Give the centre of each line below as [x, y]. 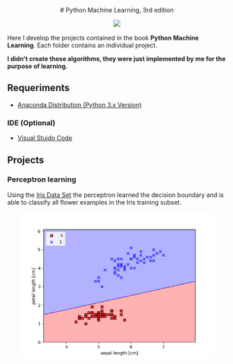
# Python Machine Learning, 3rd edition [117, 10]
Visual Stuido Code [45, 138]
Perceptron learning [42, 180]
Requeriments [39, 88]
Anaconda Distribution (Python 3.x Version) [79, 104]
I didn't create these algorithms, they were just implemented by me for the [116, 59]
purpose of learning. [38, 66]
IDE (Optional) [31, 122]
